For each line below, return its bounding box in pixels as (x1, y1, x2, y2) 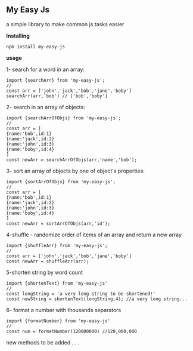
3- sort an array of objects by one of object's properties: (6, 167, 145, 174)
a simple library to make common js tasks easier (6, 20, 124, 27)
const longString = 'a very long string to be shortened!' (6, 291, 156, 297)
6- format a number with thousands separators (6, 306, 122, 313)
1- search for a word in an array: (6, 66, 85, 73)
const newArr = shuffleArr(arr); (6, 258, 89, 264)
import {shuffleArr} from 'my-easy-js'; (6, 242, 108, 248)
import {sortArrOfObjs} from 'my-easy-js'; (6, 178, 116, 184)
